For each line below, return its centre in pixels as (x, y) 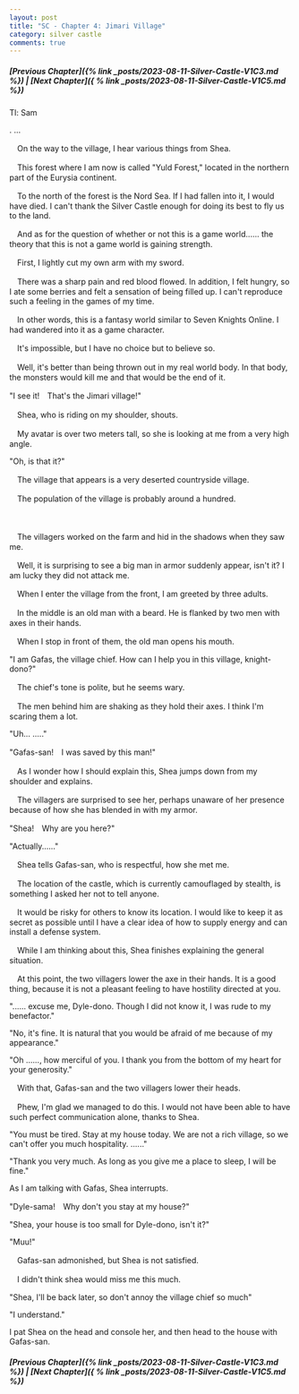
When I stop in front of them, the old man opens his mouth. (125, 642)
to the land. (30, 216)
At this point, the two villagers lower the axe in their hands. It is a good (146, 979)
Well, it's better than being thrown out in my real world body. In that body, (152, 367)
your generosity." (41, 1070)
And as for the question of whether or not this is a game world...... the (145, 235)
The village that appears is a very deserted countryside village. (133, 480)
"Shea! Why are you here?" (62, 828)
